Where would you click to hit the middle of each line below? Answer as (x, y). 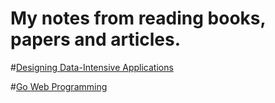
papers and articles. (96, 39)
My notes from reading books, (138, 18)
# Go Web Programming (59, 86)
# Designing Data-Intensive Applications (92, 67)
